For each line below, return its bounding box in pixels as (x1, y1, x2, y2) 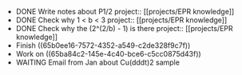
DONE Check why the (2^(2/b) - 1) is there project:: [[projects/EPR (15, 24, 233, 33)
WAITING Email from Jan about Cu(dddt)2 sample (15, 57, 180, 67)
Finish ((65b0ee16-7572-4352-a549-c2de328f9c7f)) (15, 41, 191, 50)
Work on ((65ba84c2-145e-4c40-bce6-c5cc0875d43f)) (15, 49, 201, 58)
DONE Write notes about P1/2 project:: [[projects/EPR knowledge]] (15, 7, 235, 16)
